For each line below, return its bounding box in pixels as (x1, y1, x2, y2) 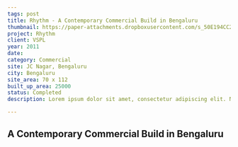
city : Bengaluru (7, 69, 55, 76)
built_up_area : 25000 (7, 83, 72, 90)
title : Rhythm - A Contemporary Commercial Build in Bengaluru (7, 17, 198, 24)
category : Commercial (7, 57, 72, 64)
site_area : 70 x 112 (7, 76, 69, 83)
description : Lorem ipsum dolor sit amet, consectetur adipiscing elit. (7, 96, 227, 103)
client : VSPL (7, 37, 46, 44)
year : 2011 (7, 43, 40, 50)
